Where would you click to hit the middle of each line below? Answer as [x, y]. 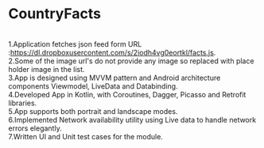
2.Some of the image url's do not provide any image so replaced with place [131, 61]
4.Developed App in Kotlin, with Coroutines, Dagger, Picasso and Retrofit [127, 94]
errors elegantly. [35, 128]
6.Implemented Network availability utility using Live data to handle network [132, 120]
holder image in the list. [47, 69]
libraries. [23, 103]
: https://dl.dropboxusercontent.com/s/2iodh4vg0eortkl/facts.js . [112, 52]
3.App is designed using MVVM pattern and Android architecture [115, 78]
